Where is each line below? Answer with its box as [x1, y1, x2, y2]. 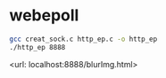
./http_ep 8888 [9, 43, 66, 51]
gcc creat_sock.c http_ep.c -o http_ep [9, 35, 158, 43]
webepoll [9, 5, 79, 26]
